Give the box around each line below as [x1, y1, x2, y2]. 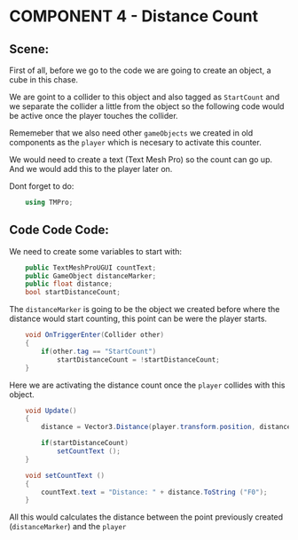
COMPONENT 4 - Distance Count [9, 6, 259, 27]
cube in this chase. [9, 74, 78, 85]
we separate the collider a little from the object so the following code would [9, 101, 285, 112]
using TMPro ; [25, 198, 74, 207]
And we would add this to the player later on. [9, 164, 173, 174]
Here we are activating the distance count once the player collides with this [9, 380, 286, 390]
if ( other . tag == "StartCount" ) [41, 347, 157, 356]
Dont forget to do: [9, 181, 74, 192]
